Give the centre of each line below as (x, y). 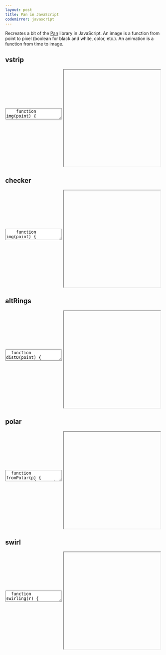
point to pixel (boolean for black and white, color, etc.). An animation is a (80, 39)
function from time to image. (34, 44)
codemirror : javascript (30, 19)
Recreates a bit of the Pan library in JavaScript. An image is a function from (83, 34)
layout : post (19, 10)
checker (18, 180)
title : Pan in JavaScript (32, 15)
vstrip (14, 60)
